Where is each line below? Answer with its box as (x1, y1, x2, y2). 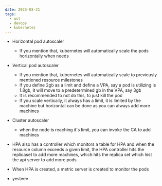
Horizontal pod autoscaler (12, 38, 65, 44)
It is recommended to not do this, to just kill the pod (19, 93, 123, 99)
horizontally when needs (19, 53, 69, 59)
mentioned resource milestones (19, 77, 83, 83)
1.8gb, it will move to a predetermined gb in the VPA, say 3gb (19, 87, 142, 93)
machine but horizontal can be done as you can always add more (19, 103, 150, 109)
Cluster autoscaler (12, 118, 50, 123)
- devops (9, 20, 27, 26)
